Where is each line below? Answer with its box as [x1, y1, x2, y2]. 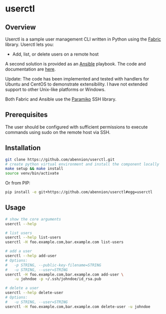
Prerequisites [5, 110, 48, 119]
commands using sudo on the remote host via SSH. [5, 129, 111, 135]
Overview [5, 23, 36, 31]
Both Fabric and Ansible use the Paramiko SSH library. [5, 96, 117, 102]
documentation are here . [5, 66, 56, 72]
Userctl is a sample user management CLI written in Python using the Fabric [5, 36, 161, 42]
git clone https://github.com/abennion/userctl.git [5, 157, 115, 162]
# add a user [5, 248, 32, 254]
